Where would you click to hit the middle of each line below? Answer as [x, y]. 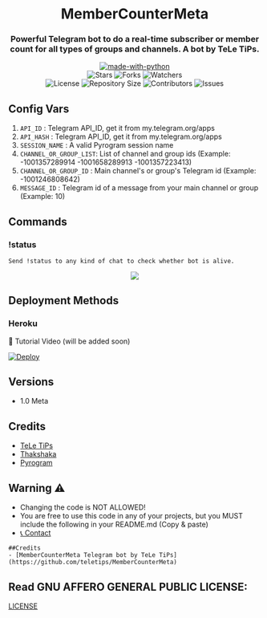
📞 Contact [35, 533]
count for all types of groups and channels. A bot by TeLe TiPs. [135, 49]
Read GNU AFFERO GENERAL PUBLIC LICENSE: [128, 587]
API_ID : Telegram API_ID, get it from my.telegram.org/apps [117, 128]
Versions [31, 382]
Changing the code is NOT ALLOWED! [83, 507]
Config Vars [39, 109]
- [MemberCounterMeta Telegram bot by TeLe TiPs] [93, 555]
